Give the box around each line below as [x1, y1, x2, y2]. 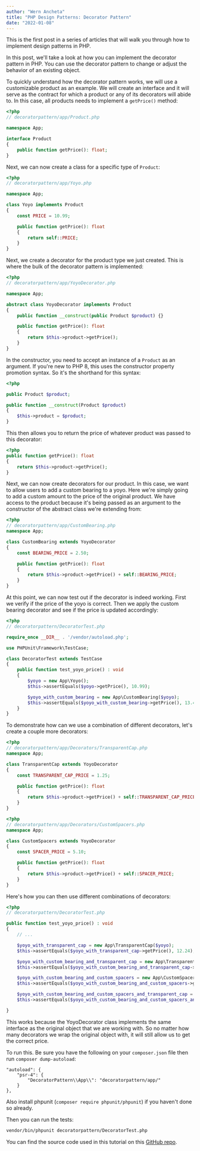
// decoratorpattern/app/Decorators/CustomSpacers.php [6, 821, 145, 827]
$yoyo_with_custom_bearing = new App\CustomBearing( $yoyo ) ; [27, 694, 180, 700]
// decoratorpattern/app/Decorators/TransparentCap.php [6, 745, 148, 751]
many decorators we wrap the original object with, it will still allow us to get [6, 1031, 190, 1038]
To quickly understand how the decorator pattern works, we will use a [6, 78, 177, 85]
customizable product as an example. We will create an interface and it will [6, 85, 189, 92]
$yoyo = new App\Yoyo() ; [27, 678, 89, 684]
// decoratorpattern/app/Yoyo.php [6, 180, 92, 187]
